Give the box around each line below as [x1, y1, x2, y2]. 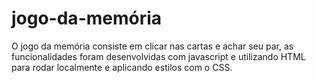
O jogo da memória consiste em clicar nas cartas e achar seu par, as [11, 40, 294, 52]
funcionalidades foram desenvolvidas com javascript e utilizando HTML [11, 50, 306, 62]
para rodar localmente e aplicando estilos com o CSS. [11, 61, 233, 73]
